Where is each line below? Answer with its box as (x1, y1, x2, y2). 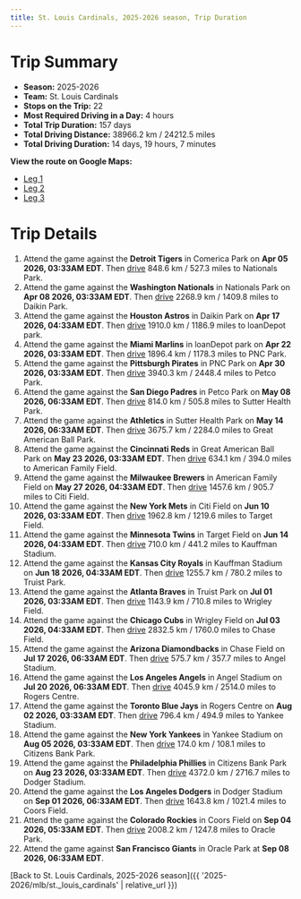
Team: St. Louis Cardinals (22, 90, 119, 101)
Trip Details (10, 223, 98, 244)
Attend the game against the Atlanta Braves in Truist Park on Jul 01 (22, 586, 272, 596)
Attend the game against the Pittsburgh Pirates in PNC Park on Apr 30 (22, 357, 286, 368)
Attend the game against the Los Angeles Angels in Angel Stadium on (22, 672, 283, 682)
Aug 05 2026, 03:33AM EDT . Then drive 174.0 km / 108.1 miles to (22, 738, 266, 749)
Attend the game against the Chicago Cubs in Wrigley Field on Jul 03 (22, 614, 280, 625)
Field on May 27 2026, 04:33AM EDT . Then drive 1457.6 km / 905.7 (22, 481, 274, 492)
